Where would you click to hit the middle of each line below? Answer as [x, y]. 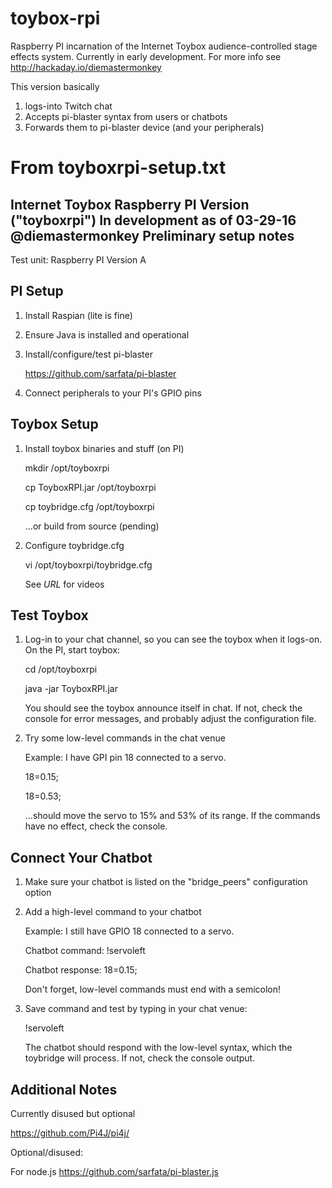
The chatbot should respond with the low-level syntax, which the [158, 1048]
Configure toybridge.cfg [74, 545]
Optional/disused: [46, 1152]
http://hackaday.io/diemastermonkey [86, 67]
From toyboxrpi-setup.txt [118, 168]
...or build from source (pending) [92, 526]
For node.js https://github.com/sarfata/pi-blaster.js [114, 1171]
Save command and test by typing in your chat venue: [136, 1009]
